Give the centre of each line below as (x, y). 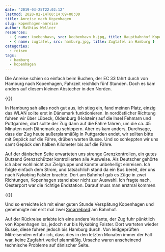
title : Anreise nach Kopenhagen (38, 19)
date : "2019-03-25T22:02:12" (35, 10)
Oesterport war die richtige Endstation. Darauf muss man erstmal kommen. (81, 185)
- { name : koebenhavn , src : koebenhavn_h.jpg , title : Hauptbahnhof (80, 37)
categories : (17, 46)
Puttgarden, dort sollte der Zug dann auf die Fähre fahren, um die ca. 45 (78, 124)
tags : (11, 55)
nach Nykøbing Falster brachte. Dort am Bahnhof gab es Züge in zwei (76, 175)
